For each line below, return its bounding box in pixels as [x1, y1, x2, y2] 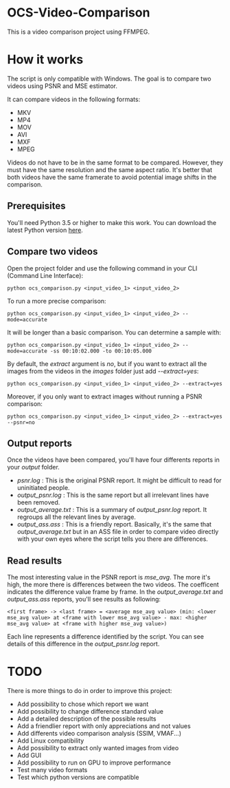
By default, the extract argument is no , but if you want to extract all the [7, 359, 207, 368]
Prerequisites [7, 200, 66, 212]
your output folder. [7, 463, 60, 471]
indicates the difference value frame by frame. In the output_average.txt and [7, 588, 223, 596]
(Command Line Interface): [7, 271, 84, 279]
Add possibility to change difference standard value [16, 707, 163, 716]
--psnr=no [7, 418, 36, 426]
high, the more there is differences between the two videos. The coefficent [7, 580, 220, 589]
